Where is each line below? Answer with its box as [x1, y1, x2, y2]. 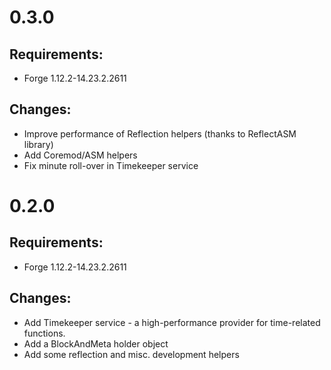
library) [23, 138, 54, 150]
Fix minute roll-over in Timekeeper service [23, 159, 199, 171]
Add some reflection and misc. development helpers [23, 348, 240, 360]
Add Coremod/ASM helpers [23, 149, 138, 161]
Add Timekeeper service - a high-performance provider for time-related [23, 316, 321, 328]
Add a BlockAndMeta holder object [23, 337, 169, 350]
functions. [23, 327, 66, 339]
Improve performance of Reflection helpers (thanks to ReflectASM [23, 127, 297, 140]
